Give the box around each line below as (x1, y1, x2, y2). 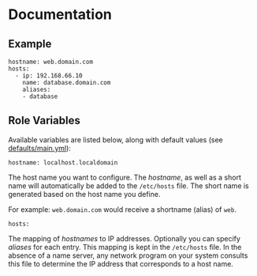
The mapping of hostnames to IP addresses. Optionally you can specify (8, 233, 240, 243)
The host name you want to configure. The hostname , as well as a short (8, 172, 242, 182)
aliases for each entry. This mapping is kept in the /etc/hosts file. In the (8, 242, 242, 251)
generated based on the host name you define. (8, 189, 161, 198)
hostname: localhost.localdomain (8, 158, 118, 167)
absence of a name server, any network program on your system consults (8, 251, 248, 260)
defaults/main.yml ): (8, 143, 71, 153)
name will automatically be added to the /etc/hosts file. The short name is (8, 180, 250, 191)
